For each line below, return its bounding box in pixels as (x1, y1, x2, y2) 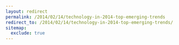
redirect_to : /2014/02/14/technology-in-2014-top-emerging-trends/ (5, 19, 174, 25)
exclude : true (11, 30, 45, 36)
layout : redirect (5, 8, 48, 15)
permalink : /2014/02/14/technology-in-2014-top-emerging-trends (5, 14, 166, 20)
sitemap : (5, 25, 27, 31)
